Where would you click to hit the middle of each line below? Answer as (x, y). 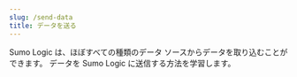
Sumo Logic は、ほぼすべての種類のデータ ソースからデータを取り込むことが (148, 52)
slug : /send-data (41, 17)
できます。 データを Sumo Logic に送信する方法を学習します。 (122, 63)
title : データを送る (43, 26)
